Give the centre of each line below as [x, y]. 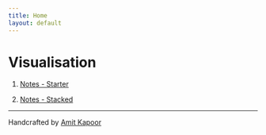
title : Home [28, 15]
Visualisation [52, 62]
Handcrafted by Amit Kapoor [55, 122]
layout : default [35, 23]
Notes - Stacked [46, 99]
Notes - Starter [44, 84]
